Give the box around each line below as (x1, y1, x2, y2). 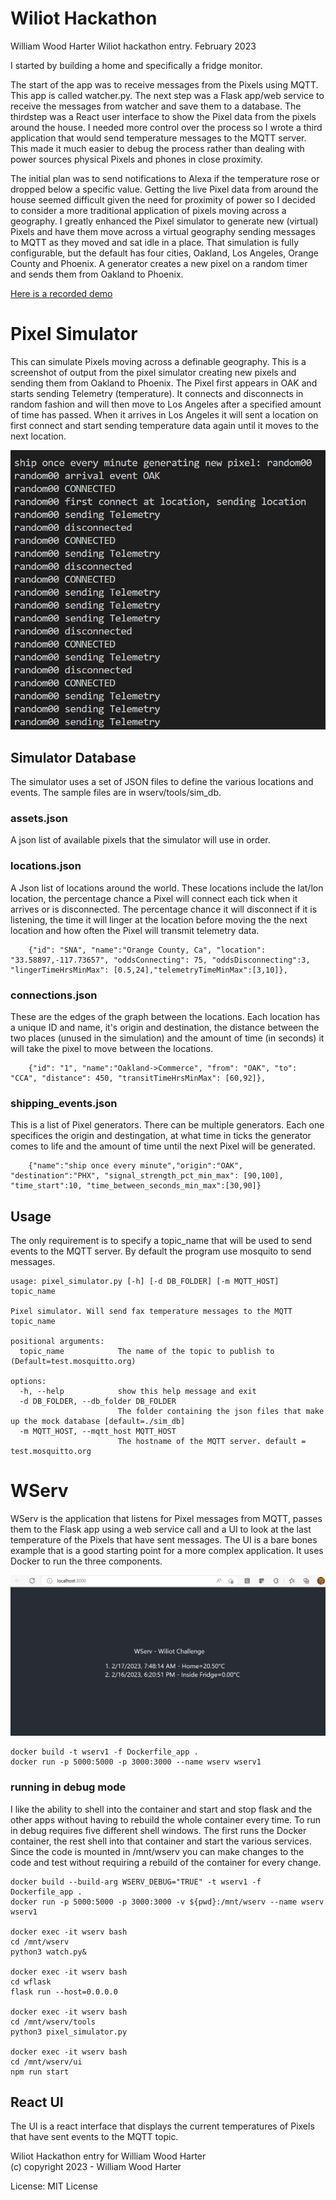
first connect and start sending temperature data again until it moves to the (10, 419, 320, 431)
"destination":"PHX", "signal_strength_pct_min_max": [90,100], (10, 1171, 284, 1181)
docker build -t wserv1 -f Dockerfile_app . (10, 1747, 199, 1757)
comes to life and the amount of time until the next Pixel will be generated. (10, 1140, 316, 1152)
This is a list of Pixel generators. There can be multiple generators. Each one (10, 1119, 325, 1131)
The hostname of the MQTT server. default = (117, 1436, 307, 1446)
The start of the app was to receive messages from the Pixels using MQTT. (10, 78, 319, 91)
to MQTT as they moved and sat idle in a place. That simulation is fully (10, 236, 300, 248)
